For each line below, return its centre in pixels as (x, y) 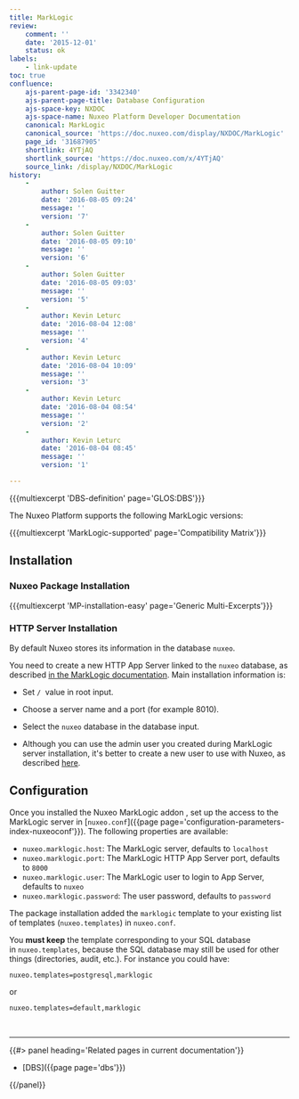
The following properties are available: (158, 831)
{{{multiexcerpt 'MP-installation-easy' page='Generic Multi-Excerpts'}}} (141, 605)
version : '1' (65, 465)
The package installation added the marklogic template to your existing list (145, 913)
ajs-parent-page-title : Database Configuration (115, 100)
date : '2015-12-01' (61, 42)
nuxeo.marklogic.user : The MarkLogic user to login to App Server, (143, 877)
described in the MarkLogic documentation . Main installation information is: (148, 675)
